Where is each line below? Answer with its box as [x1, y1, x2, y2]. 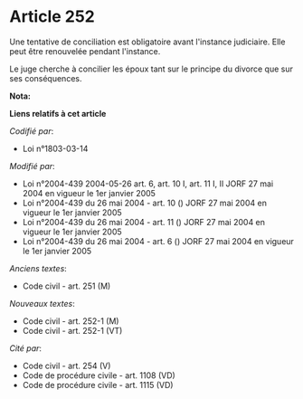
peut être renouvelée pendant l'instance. [9, 45, 161, 56]
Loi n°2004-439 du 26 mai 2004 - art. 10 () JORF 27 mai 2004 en [22, 197, 267, 208]
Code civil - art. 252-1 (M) [22, 315, 119, 327]
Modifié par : [9, 160, 56, 171]
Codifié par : [9, 125, 54, 137]
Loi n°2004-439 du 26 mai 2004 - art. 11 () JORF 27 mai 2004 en [22, 216, 265, 227]
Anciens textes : [9, 262, 68, 273]
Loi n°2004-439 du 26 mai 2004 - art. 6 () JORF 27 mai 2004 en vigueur [22, 235, 294, 246]
